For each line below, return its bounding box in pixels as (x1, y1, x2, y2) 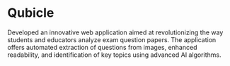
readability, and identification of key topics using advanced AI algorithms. (7, 51, 222, 59)
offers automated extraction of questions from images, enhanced (7, 43, 197, 51)
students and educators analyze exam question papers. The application (7, 35, 217, 44)
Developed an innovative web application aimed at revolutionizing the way (7, 28, 224, 37)
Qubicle (7, 5, 54, 21)
